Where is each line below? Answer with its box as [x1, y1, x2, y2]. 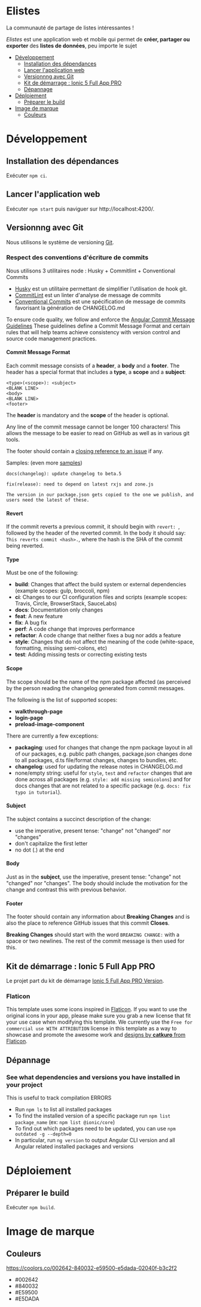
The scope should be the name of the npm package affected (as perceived [6, 678, 191, 685]
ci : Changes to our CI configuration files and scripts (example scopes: [14, 593, 188, 601]
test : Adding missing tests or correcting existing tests [14, 651, 147, 658]
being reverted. [6, 542, 44, 550]
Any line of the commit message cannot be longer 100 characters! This [6, 423, 181, 430]
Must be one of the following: [6, 569, 79, 577]
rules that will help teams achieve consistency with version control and [6, 328, 181, 335]
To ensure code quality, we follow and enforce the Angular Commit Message [6, 316, 195, 323]
